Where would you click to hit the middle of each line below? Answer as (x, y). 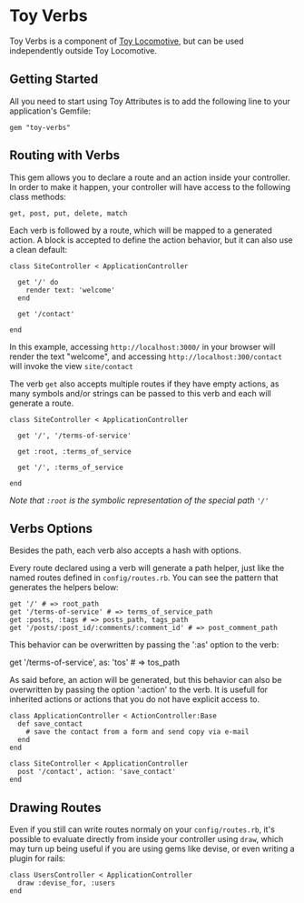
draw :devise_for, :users (67, 883)
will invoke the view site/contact (71, 366)
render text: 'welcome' (71, 290)
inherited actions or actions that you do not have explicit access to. (135, 699)
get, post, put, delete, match (69, 213)
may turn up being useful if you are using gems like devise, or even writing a (152, 849)
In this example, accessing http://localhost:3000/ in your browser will (142, 346)
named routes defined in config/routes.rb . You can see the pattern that (144, 577)
